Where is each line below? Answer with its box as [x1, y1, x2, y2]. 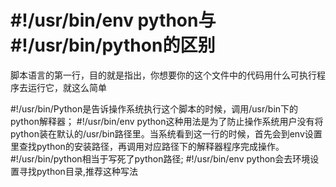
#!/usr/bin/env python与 [10, 9, 217, 32]
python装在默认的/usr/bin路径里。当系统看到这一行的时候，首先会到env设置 [10, 127, 323, 140]
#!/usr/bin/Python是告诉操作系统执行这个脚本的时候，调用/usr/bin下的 [10, 102, 299, 115]
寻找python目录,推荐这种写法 [18, 165, 138, 177]
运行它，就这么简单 [27, 81, 107, 93]
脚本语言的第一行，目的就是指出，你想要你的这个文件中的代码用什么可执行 [10, 69, 317, 81]
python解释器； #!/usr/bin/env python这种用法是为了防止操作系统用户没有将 [10, 115, 324, 127]
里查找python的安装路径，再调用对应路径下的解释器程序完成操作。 [10, 140, 285, 152]
